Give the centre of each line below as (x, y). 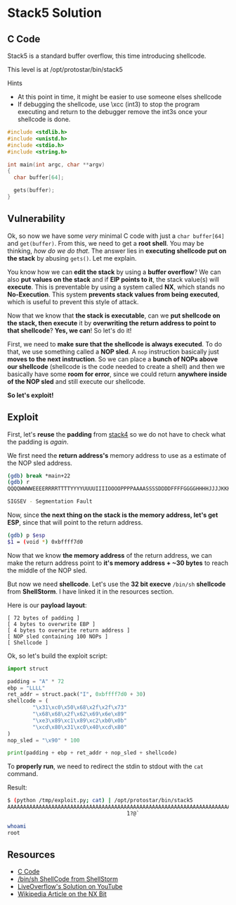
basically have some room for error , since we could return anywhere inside (117, 374)
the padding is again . (38, 442)
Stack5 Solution (54, 13)
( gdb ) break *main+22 (39, 476)
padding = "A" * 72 (36, 681)
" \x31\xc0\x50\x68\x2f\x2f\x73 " (80, 708)
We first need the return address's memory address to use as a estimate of (117, 455)
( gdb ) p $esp (26, 535)
